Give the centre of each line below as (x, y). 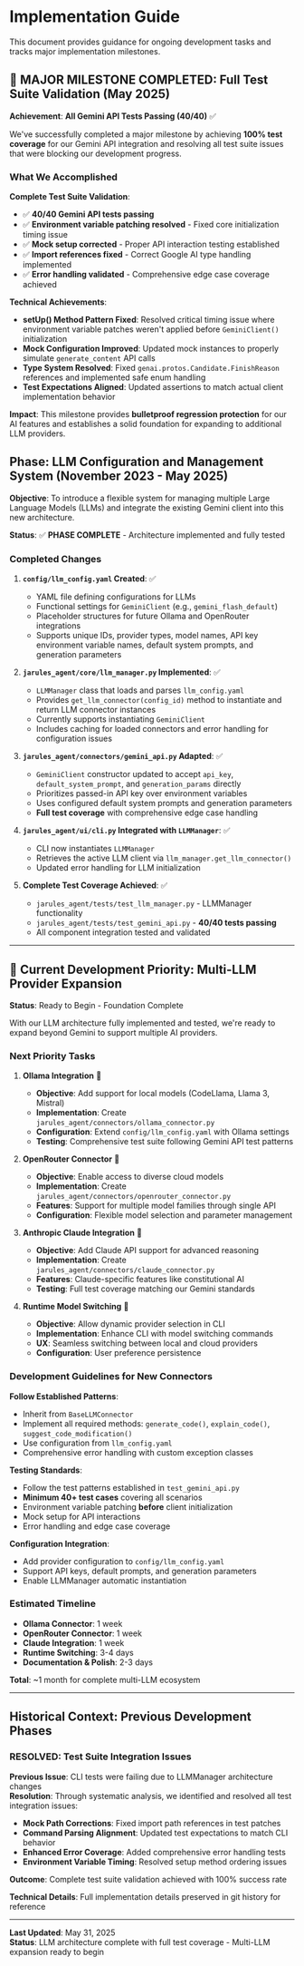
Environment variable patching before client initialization (128, 1506)
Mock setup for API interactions (81, 1516)
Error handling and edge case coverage (96, 1526)
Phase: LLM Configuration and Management (137, 462)
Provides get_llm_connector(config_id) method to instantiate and (159, 700)
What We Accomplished (63, 177)
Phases (31, 1731)
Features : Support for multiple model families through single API (156, 1206)
